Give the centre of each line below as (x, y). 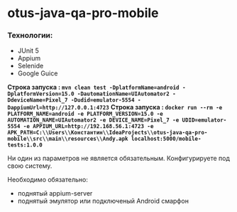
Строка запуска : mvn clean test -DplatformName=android (93, 88)
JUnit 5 (28, 51)
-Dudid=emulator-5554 (103, 100)
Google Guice (38, 73)
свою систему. (30, 166)
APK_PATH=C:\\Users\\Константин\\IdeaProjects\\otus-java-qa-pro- (108, 133)
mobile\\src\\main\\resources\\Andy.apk (68, 139)
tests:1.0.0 (25, 145)
